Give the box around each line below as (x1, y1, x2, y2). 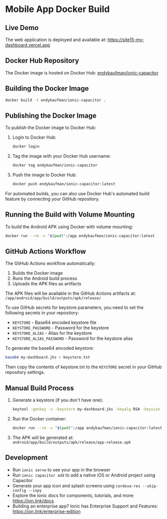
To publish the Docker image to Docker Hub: (5, 125, 96, 131)
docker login (12, 144, 40, 149)
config (12, 488, 26, 493)
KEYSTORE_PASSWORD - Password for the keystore (12, 325, 109, 331)
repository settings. (5, 369, 45, 375)
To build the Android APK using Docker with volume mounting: (5, 224, 133, 230)
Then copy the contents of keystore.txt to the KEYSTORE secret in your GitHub (5, 364, 162, 370)
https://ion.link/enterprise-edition (12, 508, 81, 514)
